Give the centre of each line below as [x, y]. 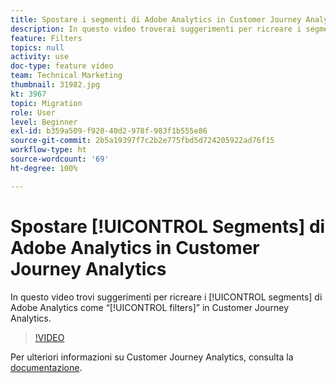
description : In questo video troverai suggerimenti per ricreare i [156, 29]
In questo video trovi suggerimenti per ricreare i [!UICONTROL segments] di [166, 297]
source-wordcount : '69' [60, 159]
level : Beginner [44, 122]
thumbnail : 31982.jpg [55, 85]
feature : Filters [46, 38]
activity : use [40, 57]
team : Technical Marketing [66, 76]
